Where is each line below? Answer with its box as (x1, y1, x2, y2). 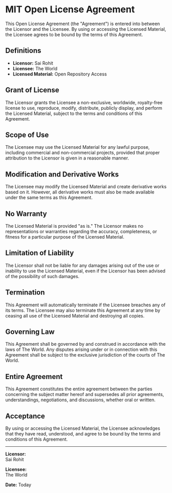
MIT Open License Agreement (5, 4, 135, 15)
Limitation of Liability (5, 249, 74, 258)
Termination (5, 288, 45, 297)
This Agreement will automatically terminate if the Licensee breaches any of (5, 302, 166, 308)
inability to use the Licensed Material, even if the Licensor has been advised (5, 268, 165, 274)
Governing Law (5, 327, 55, 337)
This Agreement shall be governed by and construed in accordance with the (5, 341, 166, 347)
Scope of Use (5, 130, 49, 139)
